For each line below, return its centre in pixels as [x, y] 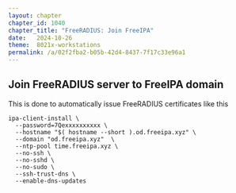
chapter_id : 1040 [37, 23]
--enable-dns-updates [51, 181]
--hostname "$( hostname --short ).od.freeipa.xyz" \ [106, 132]
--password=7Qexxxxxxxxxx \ [62, 125]
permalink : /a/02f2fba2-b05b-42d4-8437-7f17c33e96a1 [97, 52]
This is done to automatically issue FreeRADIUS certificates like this [118, 103]
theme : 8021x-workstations [55, 45]
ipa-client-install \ [44, 118]
